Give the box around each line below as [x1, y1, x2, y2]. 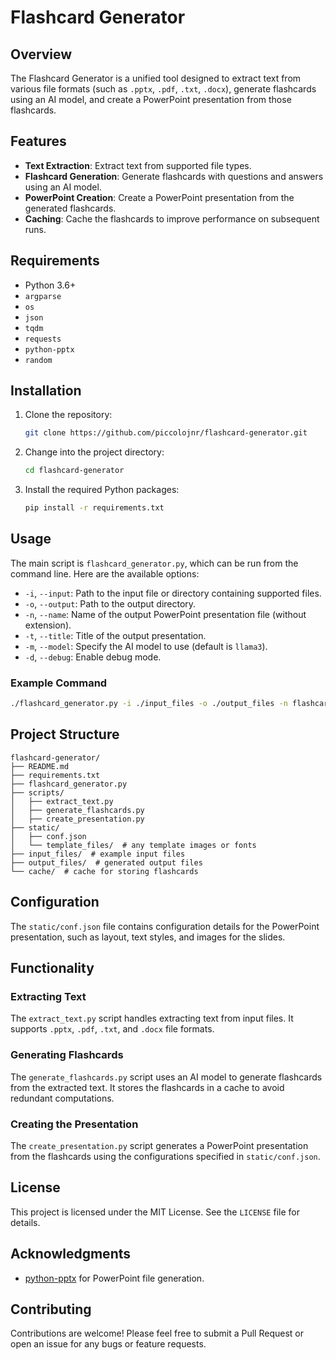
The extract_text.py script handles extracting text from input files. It [10, 1012, 294, 1025]
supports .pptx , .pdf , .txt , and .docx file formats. [10, 1023, 215, 1035]
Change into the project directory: [24, 446, 165, 458]
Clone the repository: [24, 409, 113, 421]
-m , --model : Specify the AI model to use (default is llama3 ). [24, 640, 268, 652]
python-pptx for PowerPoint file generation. [24, 1272, 205, 1284]
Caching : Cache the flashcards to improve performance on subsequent [24, 212, 320, 225]
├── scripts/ [10, 787, 65, 798]
